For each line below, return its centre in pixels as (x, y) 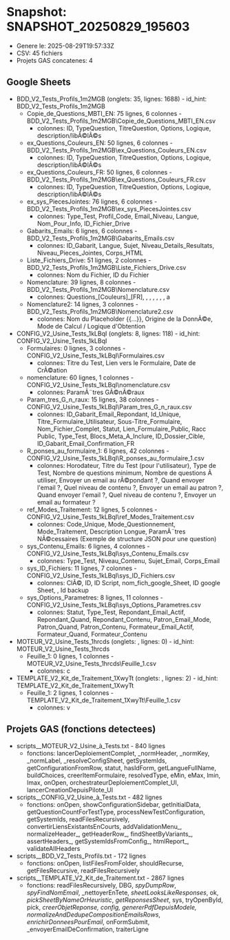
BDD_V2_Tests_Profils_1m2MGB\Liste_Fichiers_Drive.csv (106, 267)
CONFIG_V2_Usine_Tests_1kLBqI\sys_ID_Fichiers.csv (101, 575)
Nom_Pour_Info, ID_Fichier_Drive (83, 223)
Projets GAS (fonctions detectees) (81, 729)
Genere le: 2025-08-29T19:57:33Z (65, 46)
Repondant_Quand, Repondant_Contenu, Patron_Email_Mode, (124, 619)
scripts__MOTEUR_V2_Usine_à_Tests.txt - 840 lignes (91, 745)
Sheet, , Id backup (63, 590)
